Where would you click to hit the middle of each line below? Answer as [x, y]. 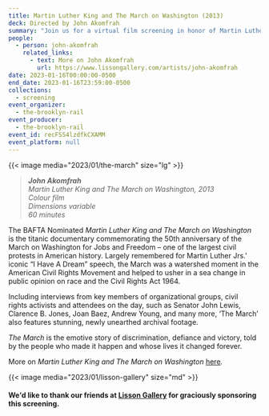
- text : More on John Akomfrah [82, 61]
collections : [30, 90]
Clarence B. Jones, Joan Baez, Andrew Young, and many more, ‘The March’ [133, 314]
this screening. [34, 404]
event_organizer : [37, 105]
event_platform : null [44, 142]
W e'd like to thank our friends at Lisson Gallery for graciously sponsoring [132, 395]
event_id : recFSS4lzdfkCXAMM [57, 134]
